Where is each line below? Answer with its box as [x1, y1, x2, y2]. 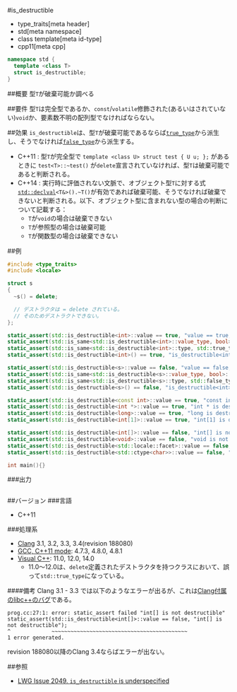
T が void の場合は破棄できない [28, 213, 113, 222]
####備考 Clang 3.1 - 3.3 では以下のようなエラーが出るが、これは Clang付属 [7, 587, 227, 595]
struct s [7, 280, 33, 287]
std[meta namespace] [17, 28, 82, 35]
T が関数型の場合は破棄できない [28, 231, 119, 240]
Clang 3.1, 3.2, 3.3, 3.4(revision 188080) [17, 539, 133, 548]
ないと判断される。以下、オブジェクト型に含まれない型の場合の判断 [23, 196, 222, 204]
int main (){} [7, 462, 46, 469]
